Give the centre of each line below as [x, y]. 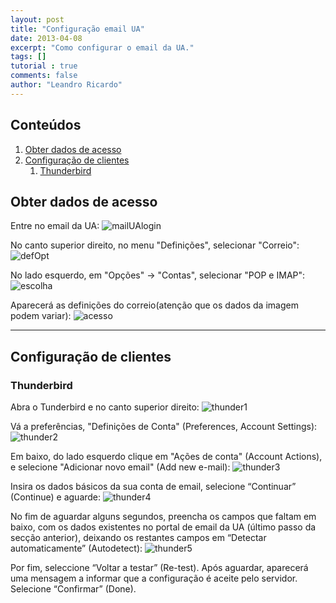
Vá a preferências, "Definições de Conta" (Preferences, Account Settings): [164, 427]
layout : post [37, 19]
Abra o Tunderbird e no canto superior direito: [105, 407]
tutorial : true [44, 66]
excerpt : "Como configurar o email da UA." [102, 47]
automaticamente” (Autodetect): [76, 548]
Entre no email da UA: [55, 226]
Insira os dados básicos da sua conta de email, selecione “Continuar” [153, 487]
